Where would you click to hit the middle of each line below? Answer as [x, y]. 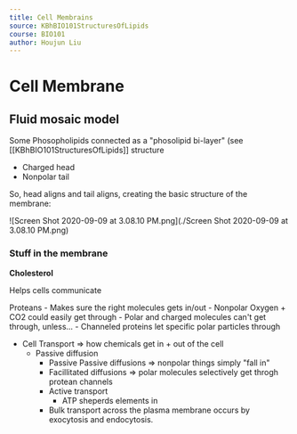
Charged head [48, 168]
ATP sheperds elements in [110, 400]
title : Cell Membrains [51, 17]
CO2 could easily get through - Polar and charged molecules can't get [138, 316]
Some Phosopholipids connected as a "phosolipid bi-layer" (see [126, 141]
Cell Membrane [67, 86]
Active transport [78, 391]
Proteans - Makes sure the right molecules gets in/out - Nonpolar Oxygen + [148, 307]
